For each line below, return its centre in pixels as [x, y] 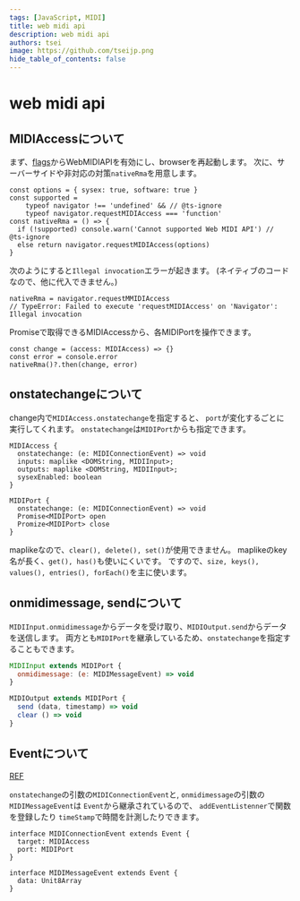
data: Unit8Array [50, 880]
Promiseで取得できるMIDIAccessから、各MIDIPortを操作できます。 [133, 332]
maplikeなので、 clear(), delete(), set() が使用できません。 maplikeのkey [148, 549]
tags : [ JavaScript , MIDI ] [57, 17]
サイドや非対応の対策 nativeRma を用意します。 [117, 173]
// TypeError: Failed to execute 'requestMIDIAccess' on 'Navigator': [144, 306]
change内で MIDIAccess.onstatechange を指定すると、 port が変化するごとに [147, 417]
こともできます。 [48, 648]
